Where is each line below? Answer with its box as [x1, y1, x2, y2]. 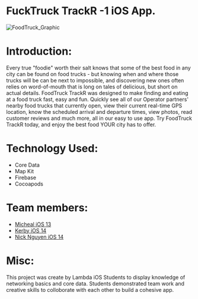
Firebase [14, 174, 37, 181]
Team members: [6, 201, 88, 214]
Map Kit [14, 167, 34, 174]
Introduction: [6, 44, 72, 58]
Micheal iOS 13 [14, 221, 52, 228]
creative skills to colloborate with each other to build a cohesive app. [6, 286, 174, 293]
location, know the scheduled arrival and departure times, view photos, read [6, 108, 193, 115]
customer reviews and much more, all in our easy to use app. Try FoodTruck [6, 114, 193, 122]
